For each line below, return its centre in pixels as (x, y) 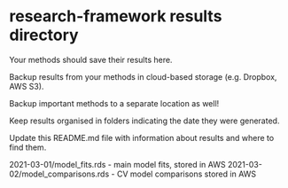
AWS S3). (27, 86)
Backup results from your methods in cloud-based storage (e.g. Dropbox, (143, 76)
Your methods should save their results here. (91, 59)
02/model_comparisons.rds (59, 174)
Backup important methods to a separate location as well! (114, 103)
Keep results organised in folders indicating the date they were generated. (144, 121)
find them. (28, 147)
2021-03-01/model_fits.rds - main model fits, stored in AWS (117, 164)
